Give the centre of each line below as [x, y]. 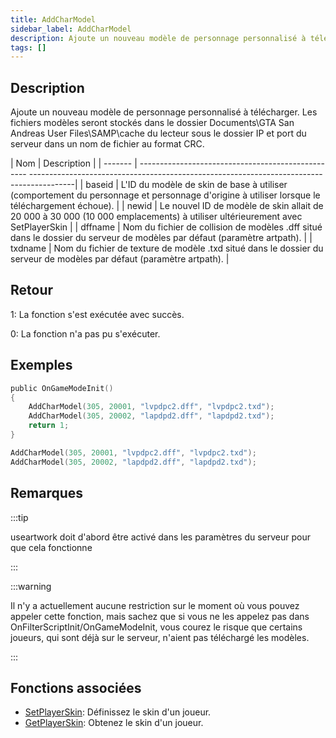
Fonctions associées [76, 687]
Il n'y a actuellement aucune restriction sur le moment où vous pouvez [155, 605]
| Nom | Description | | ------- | [74, 163]
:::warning [31, 586]
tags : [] [28, 47]
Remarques [47, 493]
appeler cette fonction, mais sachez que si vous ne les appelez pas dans [160, 616]
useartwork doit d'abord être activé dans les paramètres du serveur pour [160, 537]
